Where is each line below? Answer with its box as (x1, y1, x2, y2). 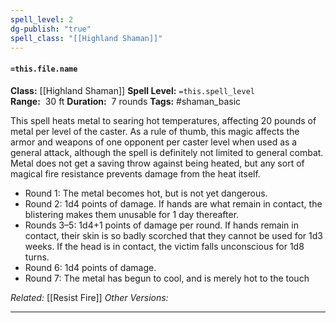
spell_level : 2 (10, 14, 74, 25)
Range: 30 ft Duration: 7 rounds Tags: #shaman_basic (10, 95, 242, 107)
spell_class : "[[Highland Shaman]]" (10, 33, 163, 43)
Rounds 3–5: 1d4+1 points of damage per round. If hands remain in (24, 219, 299, 231)
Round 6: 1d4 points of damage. (24, 261, 157, 273)
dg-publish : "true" (10, 24, 92, 34)
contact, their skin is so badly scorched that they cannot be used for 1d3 (24, 229, 323, 241)
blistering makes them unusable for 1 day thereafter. (24, 208, 240, 220)
